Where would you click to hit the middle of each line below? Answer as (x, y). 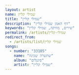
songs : (12, 46)
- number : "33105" (28, 51)
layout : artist (20, 10)
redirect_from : (20, 37)
